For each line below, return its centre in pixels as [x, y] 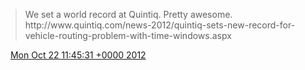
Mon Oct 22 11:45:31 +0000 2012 [78, 55]
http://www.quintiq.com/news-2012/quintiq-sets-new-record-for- [160, 25]
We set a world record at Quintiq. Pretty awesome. [128, 14]
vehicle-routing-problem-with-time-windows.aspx [128, 35]
